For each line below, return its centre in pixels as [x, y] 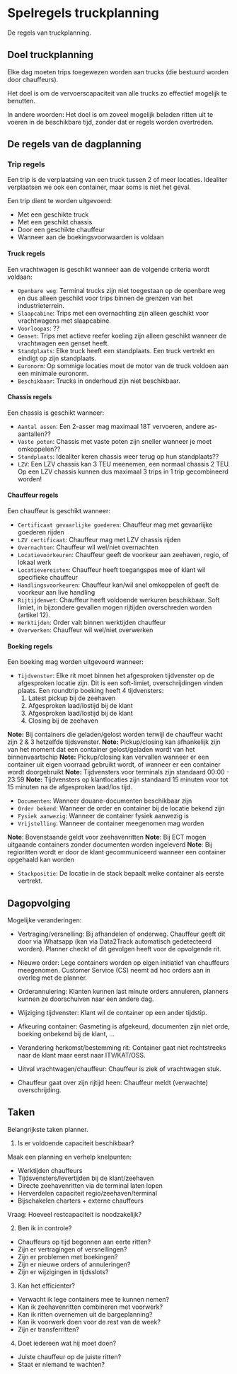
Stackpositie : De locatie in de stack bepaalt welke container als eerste [121, 874]
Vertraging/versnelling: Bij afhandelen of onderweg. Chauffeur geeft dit [121, 934]
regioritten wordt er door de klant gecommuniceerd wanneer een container [117, 852]
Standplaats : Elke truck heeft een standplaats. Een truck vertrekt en [116, 350]
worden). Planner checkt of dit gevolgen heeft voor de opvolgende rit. [119, 949]
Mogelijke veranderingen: [45, 920]
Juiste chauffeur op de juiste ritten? [69, 1356]
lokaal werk [34, 562]
